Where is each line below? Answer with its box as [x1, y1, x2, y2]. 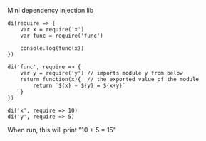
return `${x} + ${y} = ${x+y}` [33, 82, 126, 89]
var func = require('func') [20, 32, 103, 39]
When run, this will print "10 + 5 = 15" [7, 126, 116, 134]
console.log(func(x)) [20, 45, 84, 52]
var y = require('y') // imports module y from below [20, 70, 183, 77]
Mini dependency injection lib [7, 6, 94, 14]
